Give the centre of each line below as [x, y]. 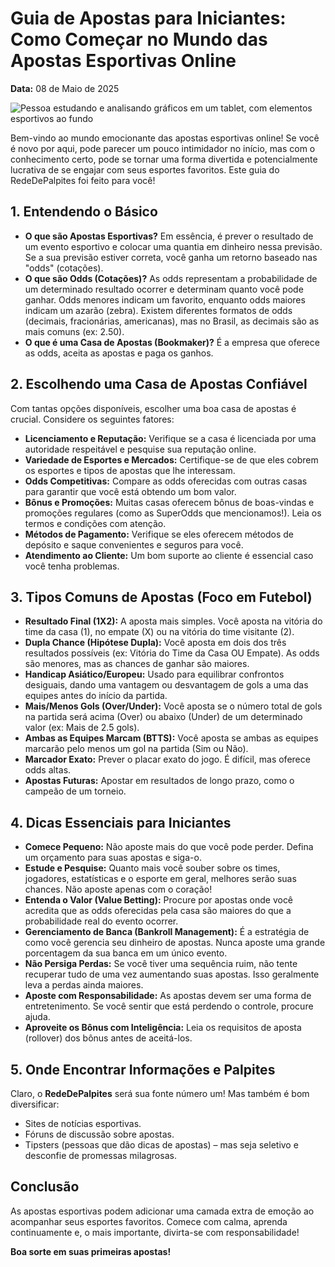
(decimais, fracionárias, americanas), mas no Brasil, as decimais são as [172, 321]
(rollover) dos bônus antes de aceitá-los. [108, 1038]
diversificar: [35, 1104]
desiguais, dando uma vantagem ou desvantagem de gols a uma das [166, 685]
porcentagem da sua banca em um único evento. [126, 953]
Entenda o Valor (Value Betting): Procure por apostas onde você [159, 900]
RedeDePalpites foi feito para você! [83, 180]
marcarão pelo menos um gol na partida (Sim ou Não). [136, 749]
